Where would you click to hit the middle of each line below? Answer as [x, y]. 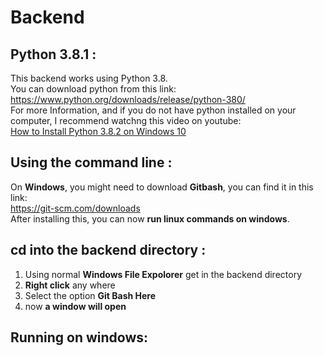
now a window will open [75, 306]
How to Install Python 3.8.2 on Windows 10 [98, 131]
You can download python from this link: [93, 89]
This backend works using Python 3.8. [89, 78]
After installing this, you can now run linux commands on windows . [150, 218]
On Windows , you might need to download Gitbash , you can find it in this [162, 187]
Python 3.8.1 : [53, 54]
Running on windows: [79, 337]
